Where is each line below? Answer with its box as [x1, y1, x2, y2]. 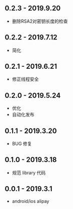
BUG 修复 [12, 141, 32, 147]
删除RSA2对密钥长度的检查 [12, 18, 68, 24]
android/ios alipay [12, 198, 49, 204]
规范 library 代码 [12, 170, 46, 176]
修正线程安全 [12, 76, 39, 82]
